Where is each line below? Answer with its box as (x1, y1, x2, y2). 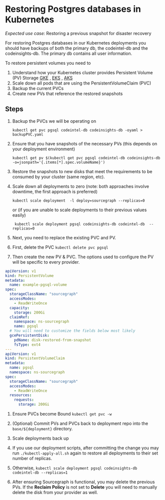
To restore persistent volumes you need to (5, 60, 91, 66)
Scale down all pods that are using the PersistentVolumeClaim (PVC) (12, 80, 152, 86)
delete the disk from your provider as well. (12, 490, 99, 495)
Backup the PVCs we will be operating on (12, 118, 97, 124)
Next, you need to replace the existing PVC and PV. (12, 234, 117, 240)
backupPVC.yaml (12, 132, 44, 137)
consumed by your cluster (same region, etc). (12, 174, 105, 180)
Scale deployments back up (12, 435, 69, 441)
